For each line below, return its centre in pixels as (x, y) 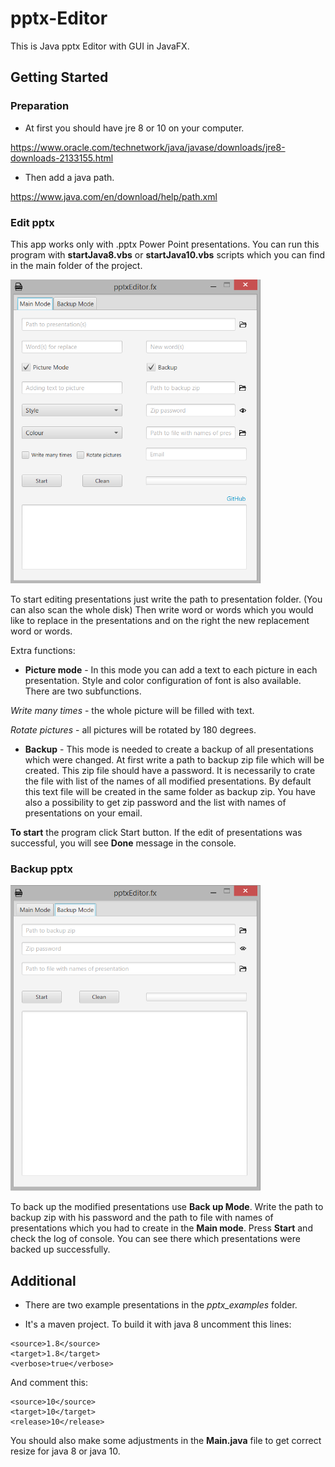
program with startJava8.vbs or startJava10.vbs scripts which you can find (168, 254)
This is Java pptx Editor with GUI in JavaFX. (100, 46)
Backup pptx (41, 869)
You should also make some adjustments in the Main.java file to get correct (166, 1440)
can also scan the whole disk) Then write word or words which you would (162, 610)
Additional (43, 1280)
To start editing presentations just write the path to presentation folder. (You (166, 599)
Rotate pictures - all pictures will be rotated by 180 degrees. (133, 730)
